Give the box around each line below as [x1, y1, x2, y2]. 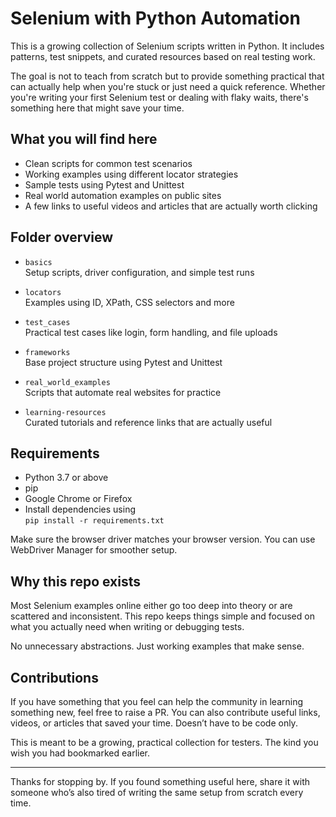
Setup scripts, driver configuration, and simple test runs [24, 266, 255, 278]
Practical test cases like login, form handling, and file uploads [24, 326, 278, 338]
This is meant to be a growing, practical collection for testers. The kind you [10, 737, 319, 748]
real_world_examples [24, 377, 111, 387]
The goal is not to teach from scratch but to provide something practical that [10, 70, 325, 82]
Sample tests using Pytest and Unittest [24, 178, 185, 191]
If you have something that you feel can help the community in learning [10, 696, 304, 707]
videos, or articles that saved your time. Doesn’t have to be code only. [10, 717, 298, 729]
